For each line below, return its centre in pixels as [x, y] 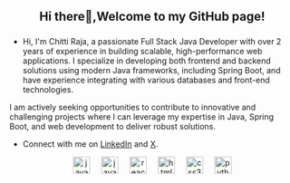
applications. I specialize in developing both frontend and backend [147, 61]
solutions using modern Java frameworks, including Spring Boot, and [151, 71]
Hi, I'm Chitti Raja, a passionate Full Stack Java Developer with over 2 [152, 42]
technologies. [48, 90]
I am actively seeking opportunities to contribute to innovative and [133, 107]
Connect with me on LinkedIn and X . [90, 144]
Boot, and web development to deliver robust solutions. [112, 127]
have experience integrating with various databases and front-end [146, 80]
